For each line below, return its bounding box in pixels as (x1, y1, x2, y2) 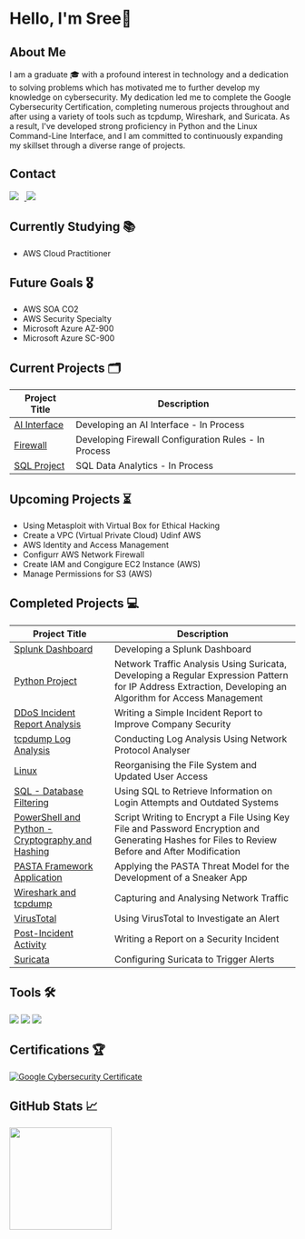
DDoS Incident (14, 706, 75, 719)
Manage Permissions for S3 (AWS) (22, 568, 152, 580)
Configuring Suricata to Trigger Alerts (113, 953, 275, 965)
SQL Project (14, 459, 65, 472)
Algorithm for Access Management (113, 691, 263, 704)
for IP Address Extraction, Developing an (113, 680, 288, 693)
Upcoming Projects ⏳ (9, 491, 132, 507)
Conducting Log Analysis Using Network (113, 732, 288, 744)
